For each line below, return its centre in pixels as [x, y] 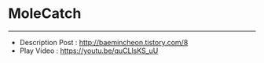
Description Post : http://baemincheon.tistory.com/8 [104, 42]
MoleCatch [45, 14]
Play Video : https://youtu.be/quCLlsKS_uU [89, 51]
